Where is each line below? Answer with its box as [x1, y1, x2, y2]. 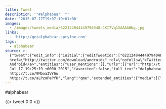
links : [5, 30, 19, 35]
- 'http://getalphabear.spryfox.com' [9, 35, 87, 40]
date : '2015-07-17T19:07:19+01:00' [5, 16, 79, 21]
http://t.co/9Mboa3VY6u [9, 71, 58, 76]
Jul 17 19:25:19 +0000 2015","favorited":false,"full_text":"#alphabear [9, 67, 163, 72]
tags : [5, 39, 16, 44]
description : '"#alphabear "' [5, 12, 70, 17]
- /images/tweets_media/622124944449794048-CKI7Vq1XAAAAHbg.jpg [9, 26, 145, 30]
